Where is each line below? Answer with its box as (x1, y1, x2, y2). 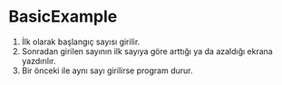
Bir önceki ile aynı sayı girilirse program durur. (21, 65, 193, 76)
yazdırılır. (21, 55, 56, 66)
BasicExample (8, 6, 118, 27)
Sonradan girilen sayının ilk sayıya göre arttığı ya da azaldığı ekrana (21, 45, 273, 56)
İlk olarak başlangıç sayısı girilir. (21, 36, 141, 47)
